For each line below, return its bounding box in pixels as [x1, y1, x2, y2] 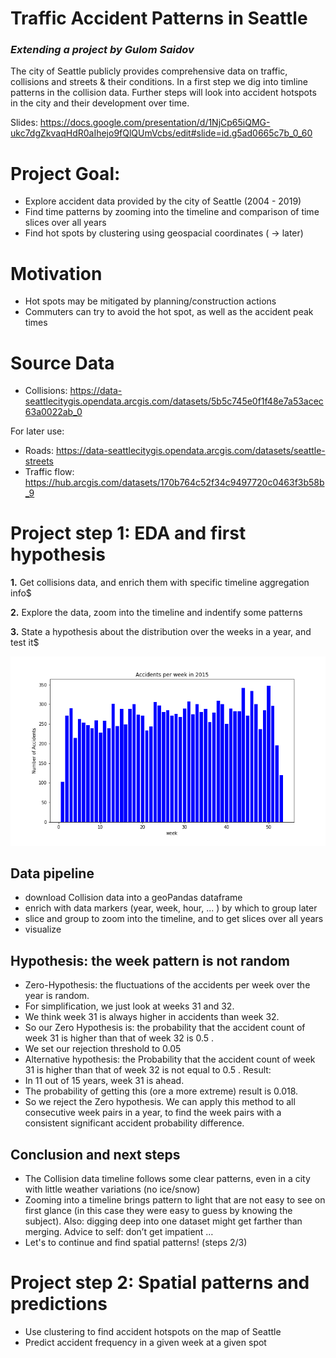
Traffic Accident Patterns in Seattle [10, 7, 308, 30]
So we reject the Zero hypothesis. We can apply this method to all [24, 1096, 296, 1108]
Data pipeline [10, 865, 95, 882]
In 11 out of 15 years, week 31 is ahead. [24, 1075, 185, 1087]
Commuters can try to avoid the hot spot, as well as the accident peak [24, 306, 314, 318]
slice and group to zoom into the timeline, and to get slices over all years [24, 913, 324, 925]
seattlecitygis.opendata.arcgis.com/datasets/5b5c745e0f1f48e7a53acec [24, 395, 324, 407]
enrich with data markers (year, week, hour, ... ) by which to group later [24, 902, 318, 914]
